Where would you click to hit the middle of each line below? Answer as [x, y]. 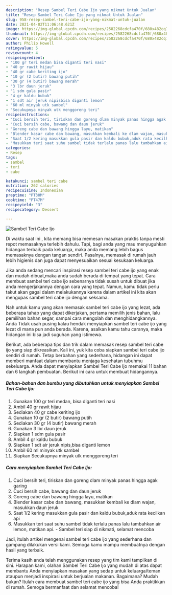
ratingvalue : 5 [22, 48]
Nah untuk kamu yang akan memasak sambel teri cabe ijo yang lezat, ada [83, 307]
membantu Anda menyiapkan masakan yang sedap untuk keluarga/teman [83, 571]
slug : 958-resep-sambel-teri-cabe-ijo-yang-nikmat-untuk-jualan [76, 19]
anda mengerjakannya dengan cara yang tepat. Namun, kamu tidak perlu [83, 287]
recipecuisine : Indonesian [34, 191]
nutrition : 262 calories [32, 186]
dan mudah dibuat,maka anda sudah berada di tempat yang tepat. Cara [81, 276]
